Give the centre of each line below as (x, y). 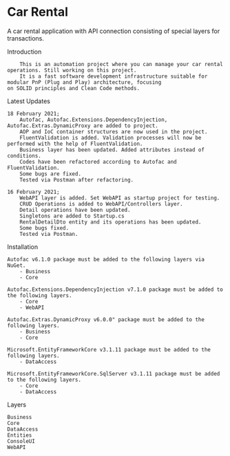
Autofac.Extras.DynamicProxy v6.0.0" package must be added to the (106, 319)
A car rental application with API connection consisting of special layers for (114, 31)
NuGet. (17, 265)
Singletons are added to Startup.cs (72, 216)
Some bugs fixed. (44, 228)
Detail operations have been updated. (75, 210)
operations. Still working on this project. (72, 70)
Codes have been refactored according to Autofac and (98, 162)
